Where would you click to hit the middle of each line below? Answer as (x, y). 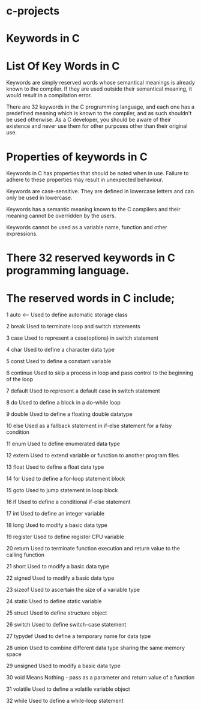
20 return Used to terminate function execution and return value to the (93, 549)
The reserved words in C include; (91, 298)
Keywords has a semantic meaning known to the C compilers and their (93, 209)
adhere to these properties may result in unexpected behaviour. (85, 180)
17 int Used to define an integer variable (55, 514)
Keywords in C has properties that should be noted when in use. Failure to (97, 173)
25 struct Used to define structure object (57, 613)
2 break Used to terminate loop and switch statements (73, 326)
